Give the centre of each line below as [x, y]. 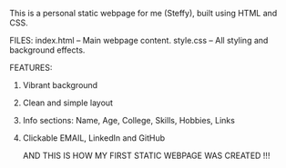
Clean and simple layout [68, 103]
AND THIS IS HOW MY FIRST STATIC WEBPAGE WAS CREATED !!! [146, 155]
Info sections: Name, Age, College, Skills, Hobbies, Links [128, 120]
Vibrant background [60, 85]
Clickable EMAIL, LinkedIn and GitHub [94, 138]
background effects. [47, 50]
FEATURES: [31, 68]
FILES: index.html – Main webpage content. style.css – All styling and [139, 40]
